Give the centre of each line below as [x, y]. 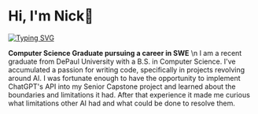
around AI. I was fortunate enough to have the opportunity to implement [124, 78]
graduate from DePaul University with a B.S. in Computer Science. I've [122, 61]
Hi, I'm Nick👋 [51, 16]
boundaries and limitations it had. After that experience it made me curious [129, 94]
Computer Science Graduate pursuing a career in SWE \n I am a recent [125, 53]
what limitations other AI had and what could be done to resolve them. [122, 103]
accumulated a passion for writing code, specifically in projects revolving [127, 69]
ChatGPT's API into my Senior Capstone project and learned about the [122, 86]
